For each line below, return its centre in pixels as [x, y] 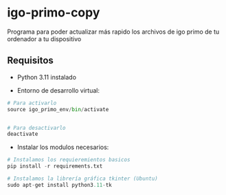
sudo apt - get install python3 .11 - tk [59, 185]
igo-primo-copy [54, 13]
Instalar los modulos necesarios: [63, 147]
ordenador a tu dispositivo [44, 38]
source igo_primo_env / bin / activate [58, 109]
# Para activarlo [32, 103]
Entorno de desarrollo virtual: [58, 90]
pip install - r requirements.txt [55, 166]
